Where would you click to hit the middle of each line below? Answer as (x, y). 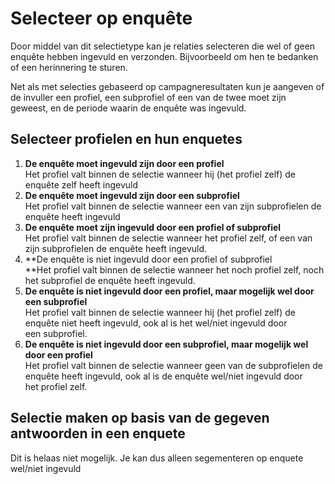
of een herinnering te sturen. (69, 67)
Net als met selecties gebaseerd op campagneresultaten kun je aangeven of (167, 86)
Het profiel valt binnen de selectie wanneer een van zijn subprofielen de (173, 206)
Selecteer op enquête (101, 18)
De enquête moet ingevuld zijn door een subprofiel (132, 195)
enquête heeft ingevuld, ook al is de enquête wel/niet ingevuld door (163, 376)
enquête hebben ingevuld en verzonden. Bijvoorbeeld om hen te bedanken (164, 56)
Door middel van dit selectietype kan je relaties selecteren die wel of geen (163, 46)
